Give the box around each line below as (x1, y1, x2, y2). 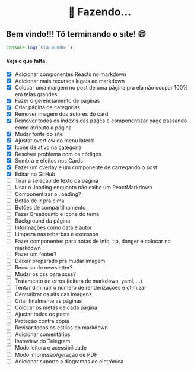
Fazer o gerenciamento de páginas (14, 97, 100, 104)
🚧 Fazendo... (68, 5, 132, 19)
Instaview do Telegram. (14, 338, 72, 345)
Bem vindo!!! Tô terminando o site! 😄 (6, 29, 147, 39)
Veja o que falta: (6, 58, 47, 65)
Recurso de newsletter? (14, 264, 73, 271)
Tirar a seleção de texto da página (14, 177, 99, 184)
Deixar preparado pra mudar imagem (14, 257, 106, 264)
